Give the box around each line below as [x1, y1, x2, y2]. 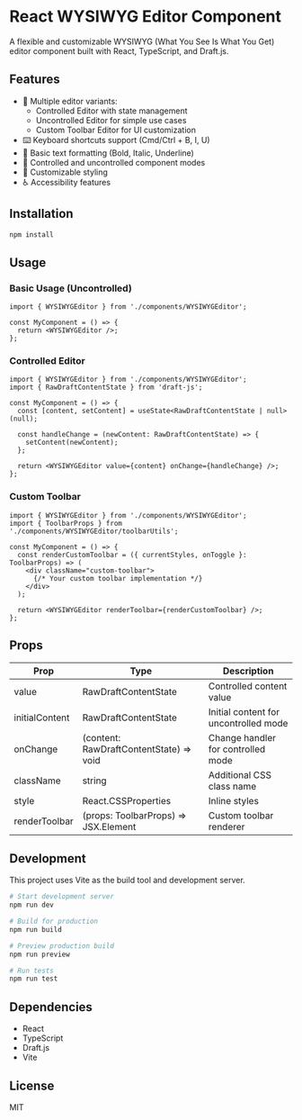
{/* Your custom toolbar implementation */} [32, 574, 203, 583]
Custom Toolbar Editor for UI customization [35, 124, 196, 135]
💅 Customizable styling [22, 167, 108, 177]
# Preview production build [9, 941, 115, 951]
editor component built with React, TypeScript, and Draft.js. [9, 45, 229, 56]
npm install [9, 230, 54, 239]
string [82, 774, 107, 787]
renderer [208, 820, 245, 833]
